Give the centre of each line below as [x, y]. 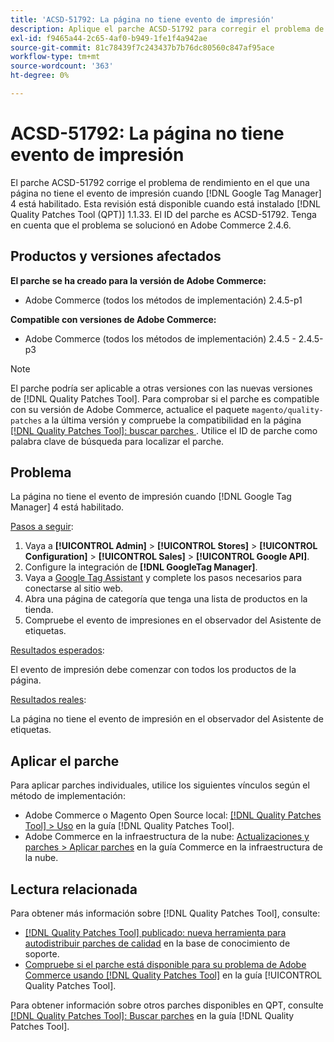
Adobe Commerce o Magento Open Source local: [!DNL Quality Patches [173, 815]
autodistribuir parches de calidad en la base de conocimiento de [157, 943]
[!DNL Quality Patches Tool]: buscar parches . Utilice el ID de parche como [164, 430]
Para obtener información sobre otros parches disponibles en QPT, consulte [167, 1005]
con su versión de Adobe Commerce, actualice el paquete [130, 409]
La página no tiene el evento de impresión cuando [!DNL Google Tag [151, 497]
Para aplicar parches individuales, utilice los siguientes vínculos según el [160, 785]
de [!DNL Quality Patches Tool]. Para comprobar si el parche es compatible [165, 398]
